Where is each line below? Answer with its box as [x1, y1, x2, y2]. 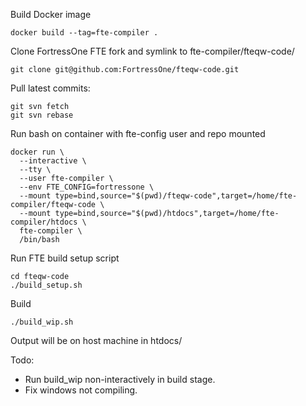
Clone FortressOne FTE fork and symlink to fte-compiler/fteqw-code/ [10, 45, 295, 57]
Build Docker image [10, 9, 92, 20]
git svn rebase [10, 110, 74, 120]
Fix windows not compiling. [24, 384, 138, 396]
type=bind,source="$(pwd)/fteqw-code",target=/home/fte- [54, 191, 298, 201]
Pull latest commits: [10, 82, 91, 94]
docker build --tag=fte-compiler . [10, 28, 159, 38]
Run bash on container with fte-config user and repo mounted [10, 128, 266, 139]
